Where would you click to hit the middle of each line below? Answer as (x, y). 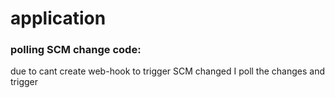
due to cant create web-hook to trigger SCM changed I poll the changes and (168, 71)
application (58, 18)
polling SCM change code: (76, 50)
